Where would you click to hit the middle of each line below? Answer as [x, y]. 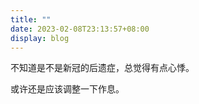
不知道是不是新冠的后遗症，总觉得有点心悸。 [102, 68]
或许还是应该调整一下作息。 [67, 89]
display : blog [40, 38]
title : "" [31, 19]
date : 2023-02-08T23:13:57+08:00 [80, 29]
